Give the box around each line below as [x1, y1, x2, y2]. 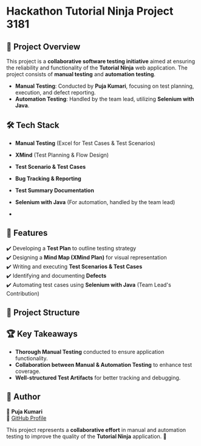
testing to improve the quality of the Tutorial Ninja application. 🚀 [6, 433, 167, 440]
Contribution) [6, 289, 39, 297]
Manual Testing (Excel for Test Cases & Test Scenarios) [15, 139, 156, 147]
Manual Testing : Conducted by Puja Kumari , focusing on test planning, [15, 82, 194, 90]
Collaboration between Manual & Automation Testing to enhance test [15, 361, 192, 368]
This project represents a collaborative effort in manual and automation [6, 426, 186, 433]
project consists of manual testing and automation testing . [6, 71, 156, 77]
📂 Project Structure [6, 308, 80, 318]
